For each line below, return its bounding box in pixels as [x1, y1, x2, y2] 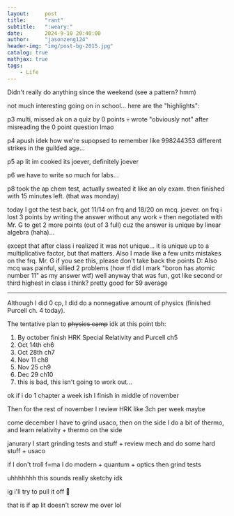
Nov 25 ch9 [17, 362, 52, 371]
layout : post [7, 10, 58, 17]
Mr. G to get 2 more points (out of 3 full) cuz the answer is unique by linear [7, 221, 221, 229]
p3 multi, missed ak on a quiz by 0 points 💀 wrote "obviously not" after [7, 115, 209, 123]
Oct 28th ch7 [17, 348, 56, 356]
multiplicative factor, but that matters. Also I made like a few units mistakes [7, 249, 221, 257]
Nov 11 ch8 [17, 355, 49, 364]
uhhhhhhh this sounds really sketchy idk [7, 473, 123, 482]
